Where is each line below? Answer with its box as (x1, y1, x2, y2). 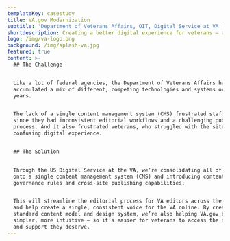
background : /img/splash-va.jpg (7, 42, 99, 49)
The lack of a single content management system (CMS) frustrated (13, 111, 207, 117)
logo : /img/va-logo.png (7, 36, 75, 43)
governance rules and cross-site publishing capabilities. (13, 179, 186, 186)
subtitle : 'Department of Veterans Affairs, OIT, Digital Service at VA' (7, 23, 222, 30)
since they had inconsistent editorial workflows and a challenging (13, 117, 213, 124)
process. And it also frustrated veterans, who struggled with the (13, 124, 210, 130)
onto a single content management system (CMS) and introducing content (13, 173, 225, 180)
